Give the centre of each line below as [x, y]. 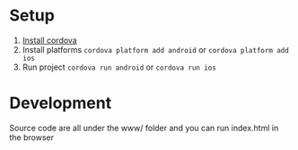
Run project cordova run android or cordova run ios [119, 67]
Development [61, 103]
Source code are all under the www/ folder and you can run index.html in [144, 128]
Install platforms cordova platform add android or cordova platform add [155, 49]
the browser [31, 137]
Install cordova [50, 40]
